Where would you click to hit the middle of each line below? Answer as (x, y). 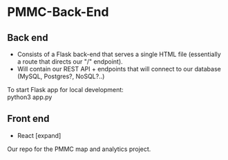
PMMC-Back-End (58, 12)
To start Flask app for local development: (66, 90)
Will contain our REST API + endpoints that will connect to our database (119, 69)
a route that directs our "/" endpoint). (70, 62)
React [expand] (39, 135)
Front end (28, 119)
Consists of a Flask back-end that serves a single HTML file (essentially (119, 54)
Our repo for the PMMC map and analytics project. (79, 149)
